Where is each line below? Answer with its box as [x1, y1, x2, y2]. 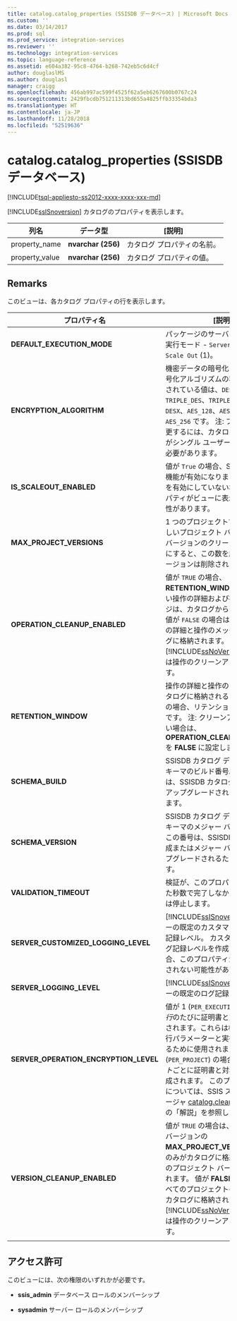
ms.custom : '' [7, 17, 49, 24]
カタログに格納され [165, 1195, 229, 1205]
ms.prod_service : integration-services [7, 37, 125, 44]
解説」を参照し [179, 1108, 229, 1118]
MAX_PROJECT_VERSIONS [11, 537, 104, 547]
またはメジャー [172, 844, 222, 853]
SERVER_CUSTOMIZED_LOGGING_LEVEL [11, 938, 151, 948]
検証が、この [165, 877, 208, 887]
